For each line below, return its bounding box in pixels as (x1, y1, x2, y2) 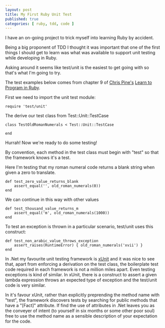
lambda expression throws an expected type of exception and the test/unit (5, 277, 157, 283)
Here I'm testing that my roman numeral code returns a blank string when (5, 164, 155, 170)
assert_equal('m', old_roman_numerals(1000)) (14, 211, 110, 216)
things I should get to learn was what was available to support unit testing (5, 50, 156, 56)
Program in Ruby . (5, 85, 41, 91)
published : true (5, 16, 39, 21)
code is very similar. (5, 282, 46, 288)
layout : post (5, 7, 32, 12)
